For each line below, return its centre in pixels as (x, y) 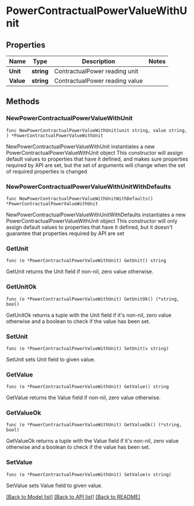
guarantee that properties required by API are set (65, 233)
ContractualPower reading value (99, 81)
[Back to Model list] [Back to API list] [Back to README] (73, 497)
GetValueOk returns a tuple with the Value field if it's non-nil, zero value (92, 441)
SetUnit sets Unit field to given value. (51, 359)
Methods (23, 102)
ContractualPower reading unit (96, 71)
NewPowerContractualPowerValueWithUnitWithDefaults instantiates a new (96, 215)
